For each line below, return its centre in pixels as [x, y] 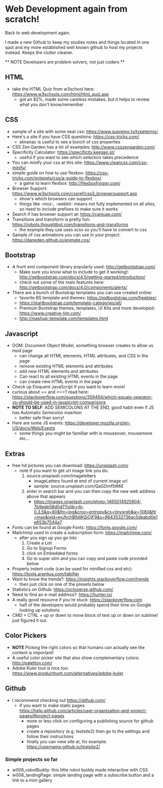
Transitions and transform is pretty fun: [51, 219]
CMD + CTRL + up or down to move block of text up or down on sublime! [85, 615]
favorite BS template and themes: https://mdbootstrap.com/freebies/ [88, 298]
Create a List [39, 543]
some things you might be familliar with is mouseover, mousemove [86, 433]
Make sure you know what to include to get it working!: [74, 272]
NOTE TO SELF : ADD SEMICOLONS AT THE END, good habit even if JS [83, 407]
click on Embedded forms [52, 553]
